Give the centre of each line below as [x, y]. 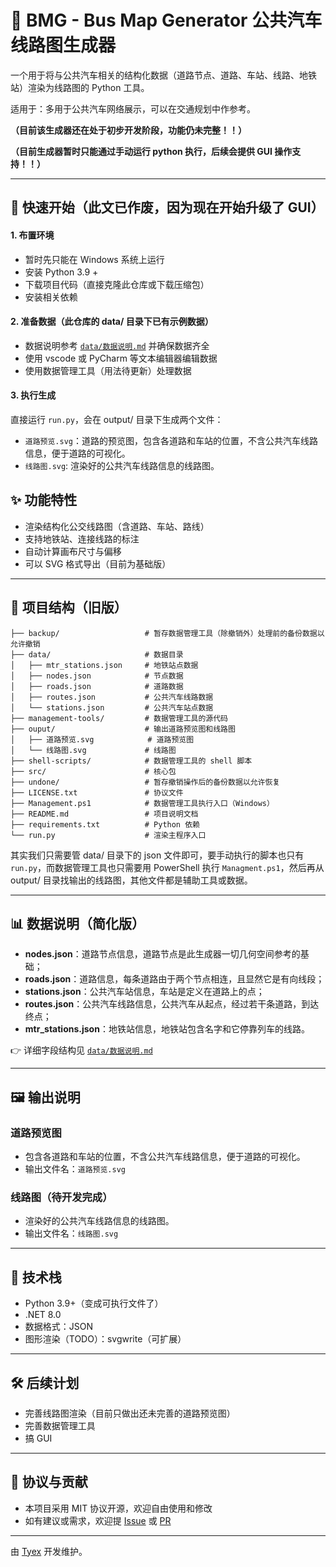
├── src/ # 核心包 [93, 771]
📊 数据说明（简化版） [78, 923]
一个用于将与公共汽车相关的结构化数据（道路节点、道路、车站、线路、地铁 [163, 75]
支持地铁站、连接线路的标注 [82, 538]
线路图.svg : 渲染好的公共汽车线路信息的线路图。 [122, 465]
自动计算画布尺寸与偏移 [73, 551]
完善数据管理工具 [60, 1425]
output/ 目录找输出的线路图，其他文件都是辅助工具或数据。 [131, 880]
